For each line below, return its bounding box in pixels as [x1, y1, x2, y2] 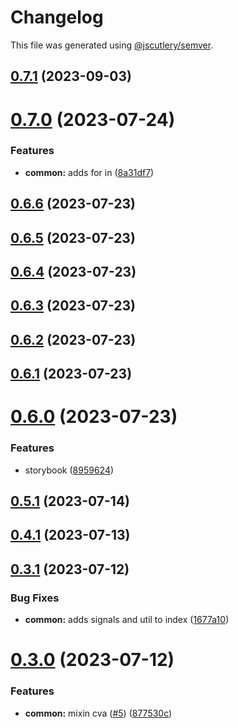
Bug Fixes [10, 591, 60, 605]
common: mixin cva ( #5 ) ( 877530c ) [24, 707, 173, 719]
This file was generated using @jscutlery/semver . [10, 39, 214, 51]
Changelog [10, 6, 104, 29]
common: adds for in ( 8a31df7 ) [24, 166, 155, 178]
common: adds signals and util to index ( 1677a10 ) [24, 614, 230, 626]
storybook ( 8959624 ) [24, 464, 115, 476]
